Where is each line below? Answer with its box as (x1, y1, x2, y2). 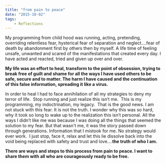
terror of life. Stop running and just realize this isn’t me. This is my (5, 96, 142, 102)
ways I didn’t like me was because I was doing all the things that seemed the (5, 117, 162, 123)
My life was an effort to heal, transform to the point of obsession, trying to (5, 66, 161, 72)
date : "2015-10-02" (5, 12, 46, 17)
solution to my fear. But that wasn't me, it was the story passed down (5, 123, 146, 129)
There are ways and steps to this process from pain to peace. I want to (5, 148, 153, 154)
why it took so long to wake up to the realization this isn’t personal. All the (5, 112, 156, 118)
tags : (5, 16, 16, 21)
